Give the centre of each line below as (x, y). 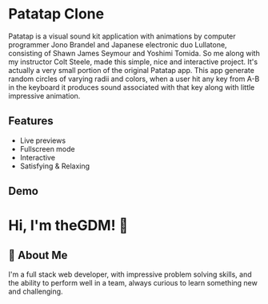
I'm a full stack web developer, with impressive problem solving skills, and (130, 274)
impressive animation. (44, 95)
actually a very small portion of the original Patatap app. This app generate (131, 70)
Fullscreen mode (48, 148)
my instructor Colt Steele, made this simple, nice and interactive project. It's (133, 62)
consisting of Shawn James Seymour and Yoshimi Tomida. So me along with (134, 53)
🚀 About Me (38, 255)
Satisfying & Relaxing (55, 166)
